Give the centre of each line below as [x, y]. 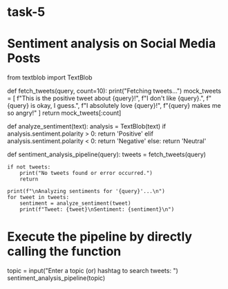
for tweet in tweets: [38, 198]
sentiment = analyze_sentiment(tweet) [75, 204]
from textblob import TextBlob [50, 77]
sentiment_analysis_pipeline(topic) [56, 278]
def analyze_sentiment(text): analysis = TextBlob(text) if [87, 127]
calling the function [64, 251]
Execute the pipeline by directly [99, 237]
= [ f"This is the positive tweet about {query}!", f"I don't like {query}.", [106, 98]
